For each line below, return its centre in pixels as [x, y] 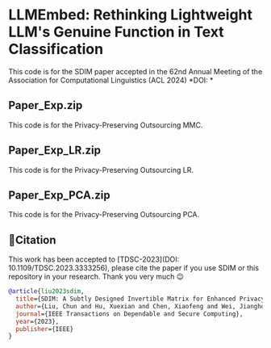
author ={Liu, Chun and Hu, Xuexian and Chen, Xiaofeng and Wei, [126, 306]
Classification [56, 49]
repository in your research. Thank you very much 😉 [96, 277]
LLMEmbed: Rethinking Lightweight [130, 15]
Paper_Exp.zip [46, 105]
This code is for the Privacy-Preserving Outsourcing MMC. [106, 125]
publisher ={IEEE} [45, 329]
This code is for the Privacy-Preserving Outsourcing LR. [101, 170]
